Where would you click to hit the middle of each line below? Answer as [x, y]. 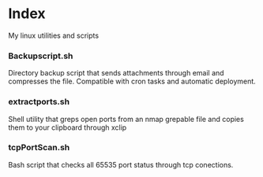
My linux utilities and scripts [54, 35]
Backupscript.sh [41, 56]
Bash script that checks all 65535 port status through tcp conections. [121, 164]
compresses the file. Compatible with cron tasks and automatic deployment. [132, 81]
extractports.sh [39, 101]
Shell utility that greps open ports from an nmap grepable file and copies [126, 119]
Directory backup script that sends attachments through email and [116, 73]
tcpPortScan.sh [39, 148]
